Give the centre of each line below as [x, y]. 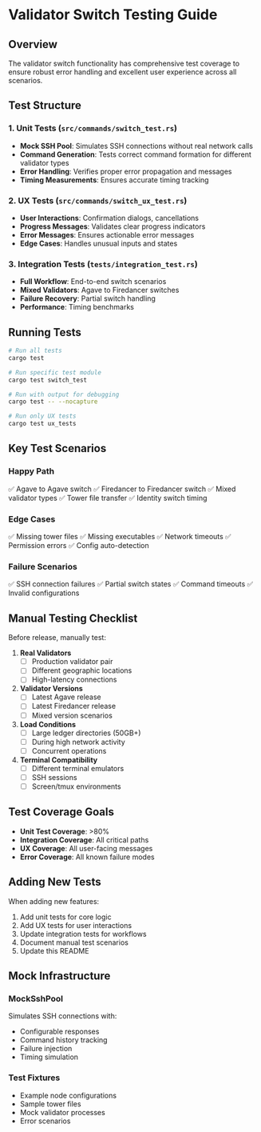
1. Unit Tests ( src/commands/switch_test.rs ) [93, 128]
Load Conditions [48, 724]
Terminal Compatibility [59, 760]
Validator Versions [51, 689]
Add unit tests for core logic [65, 917]
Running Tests [45, 332]
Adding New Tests [55, 882]
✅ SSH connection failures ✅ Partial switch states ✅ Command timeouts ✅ [131, 584]
